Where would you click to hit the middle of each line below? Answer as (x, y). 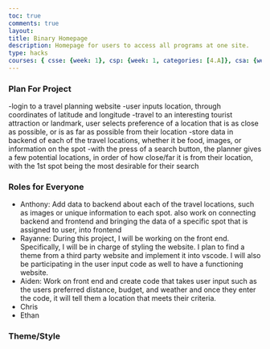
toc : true (25, 16)
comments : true (34, 23)
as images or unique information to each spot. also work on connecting (138, 213)
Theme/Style (35, 336)
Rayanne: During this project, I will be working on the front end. (125, 239)
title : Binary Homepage (48, 38)
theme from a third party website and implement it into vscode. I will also (140, 256)
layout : (21, 31)
